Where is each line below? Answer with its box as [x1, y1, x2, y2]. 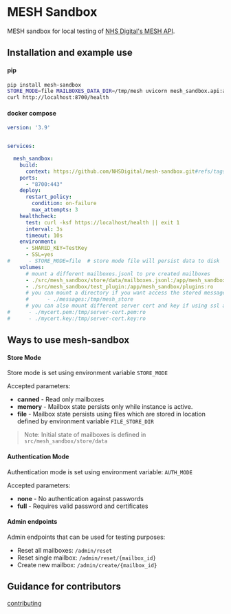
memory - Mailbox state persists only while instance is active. [16, 403, 193, 411]
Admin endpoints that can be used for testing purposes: [7, 533, 166, 541]
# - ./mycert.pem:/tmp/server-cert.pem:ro [7, 309, 146, 316]
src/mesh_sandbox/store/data [23, 438, 108, 445]
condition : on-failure [32, 200, 97, 207]
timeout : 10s [25, 232, 63, 239]
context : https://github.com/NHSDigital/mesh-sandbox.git [25, 168, 195, 175]
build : [19, 161, 38, 169]
